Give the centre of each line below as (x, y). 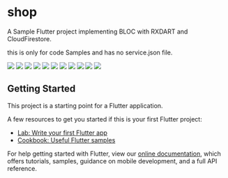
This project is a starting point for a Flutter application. (85, 105)
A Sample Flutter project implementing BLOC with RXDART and (98, 31)
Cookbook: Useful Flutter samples (66, 140)
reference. (22, 168)
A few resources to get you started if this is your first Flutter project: (105, 119)
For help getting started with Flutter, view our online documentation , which (114, 154)
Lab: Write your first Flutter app (62, 133)
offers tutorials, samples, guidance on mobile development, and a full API (112, 161)
